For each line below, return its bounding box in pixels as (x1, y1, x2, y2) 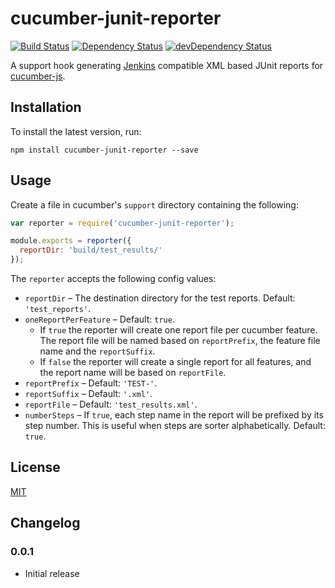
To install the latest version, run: (10, 125, 142, 137)
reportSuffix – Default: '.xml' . (24, 388, 153, 400)
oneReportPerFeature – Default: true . (24, 313, 175, 326)
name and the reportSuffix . (39, 345, 156, 357)
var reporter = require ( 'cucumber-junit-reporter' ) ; (10, 218, 235, 228)
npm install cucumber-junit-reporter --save (10, 145, 199, 155)
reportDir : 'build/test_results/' (19, 245, 163, 256)
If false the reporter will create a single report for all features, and (39, 356, 312, 368)
